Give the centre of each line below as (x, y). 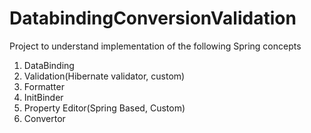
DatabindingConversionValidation (153, 18)
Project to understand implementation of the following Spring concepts (155, 46)
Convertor (44, 118)
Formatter (44, 86)
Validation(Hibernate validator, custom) (104, 76)
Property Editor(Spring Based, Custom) (104, 108)
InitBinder (43, 97)
